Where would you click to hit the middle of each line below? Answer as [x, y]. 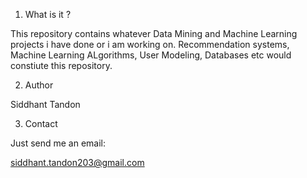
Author [39, 85]
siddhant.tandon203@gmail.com [77, 162]
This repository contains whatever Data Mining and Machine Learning [154, 33]
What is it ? [48, 14]
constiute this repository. [61, 65]
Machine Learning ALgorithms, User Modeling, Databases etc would [151, 55]
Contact [41, 123]
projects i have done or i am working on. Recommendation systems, [150, 44]
